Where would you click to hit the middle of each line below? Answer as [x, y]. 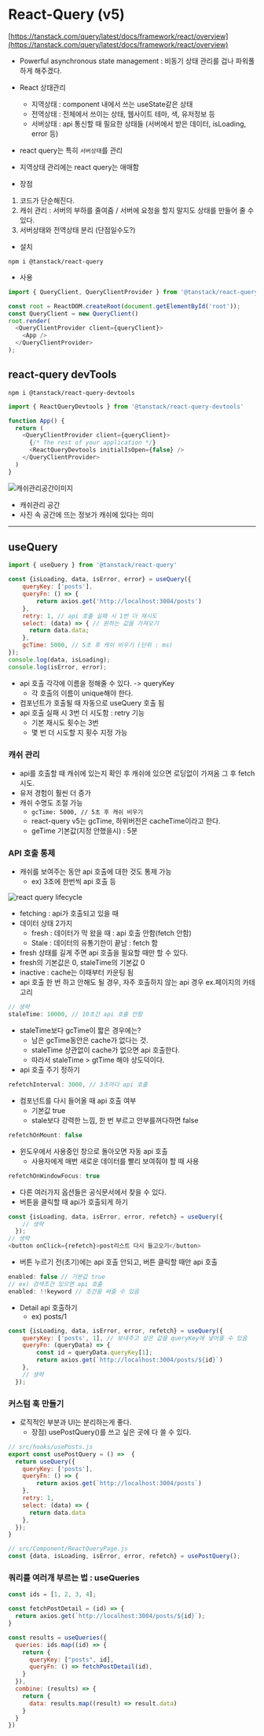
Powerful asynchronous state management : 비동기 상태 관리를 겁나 [126, 61]
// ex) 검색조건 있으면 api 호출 [55, 1284]
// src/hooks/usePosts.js [50, 1447]
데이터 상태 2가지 [46, 923]
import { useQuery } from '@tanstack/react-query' [93, 565]
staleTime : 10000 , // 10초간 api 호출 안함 [75, 1015]
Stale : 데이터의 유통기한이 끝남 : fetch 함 [95, 943]
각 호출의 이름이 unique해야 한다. [82, 693]
